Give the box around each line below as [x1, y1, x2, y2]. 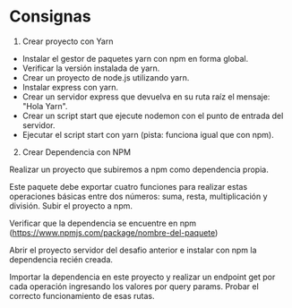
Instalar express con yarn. [21, 81, 119, 92]
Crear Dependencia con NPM [21, 146, 132, 158]
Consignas [9, 6, 91, 27]
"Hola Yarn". [21, 100, 68, 111]
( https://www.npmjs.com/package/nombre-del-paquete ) [9, 227, 219, 238]
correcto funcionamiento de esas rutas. [9, 290, 155, 301]
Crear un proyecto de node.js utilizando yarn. [21, 72, 190, 82]
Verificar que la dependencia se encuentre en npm [9, 218, 197, 228]
